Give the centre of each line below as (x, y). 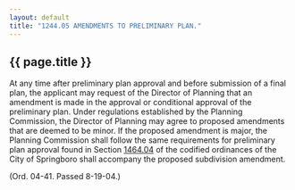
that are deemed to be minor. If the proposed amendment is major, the (139, 131)
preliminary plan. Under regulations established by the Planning (126, 112)
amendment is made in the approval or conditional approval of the (131, 103)
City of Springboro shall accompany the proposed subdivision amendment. (147, 159)
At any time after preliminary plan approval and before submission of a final (147, 83)
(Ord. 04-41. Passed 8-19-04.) (65, 177)
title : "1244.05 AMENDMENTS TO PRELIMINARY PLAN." (105, 26)
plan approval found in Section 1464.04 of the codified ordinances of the (143, 150)
